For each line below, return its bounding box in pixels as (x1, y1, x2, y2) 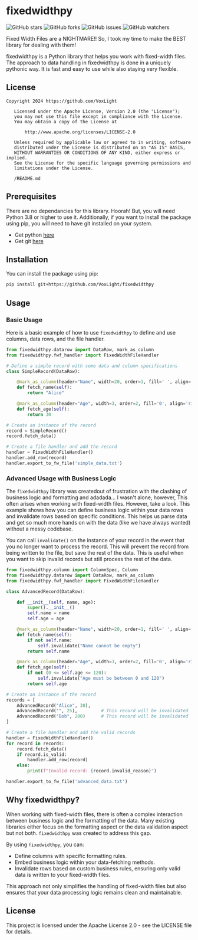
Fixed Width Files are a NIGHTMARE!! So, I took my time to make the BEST (6, 35, 187, 42)
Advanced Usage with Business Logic (6, 474, 117, 482)
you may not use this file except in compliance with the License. (14, 113, 183, 119)
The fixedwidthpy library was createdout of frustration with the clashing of (6, 488, 187, 495)
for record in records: (6, 741, 65, 746)
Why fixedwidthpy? (6, 795, 80, 805)
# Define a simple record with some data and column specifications (6, 363, 178, 369)
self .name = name (27, 610, 70, 616)
